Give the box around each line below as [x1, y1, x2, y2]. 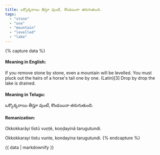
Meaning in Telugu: [5, 91, 46, 97]
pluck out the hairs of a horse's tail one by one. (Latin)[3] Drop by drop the [5, 75, 155, 81]
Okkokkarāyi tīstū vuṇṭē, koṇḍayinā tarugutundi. [5, 126, 102, 132]
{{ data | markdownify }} [5, 145, 54, 151]
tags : [5, 12, 16, 17]
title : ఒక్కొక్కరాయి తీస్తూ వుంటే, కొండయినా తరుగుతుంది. [5, 7, 102, 12]
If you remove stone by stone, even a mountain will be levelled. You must [5, 70, 152, 76]
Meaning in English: [5, 59, 46, 65]
